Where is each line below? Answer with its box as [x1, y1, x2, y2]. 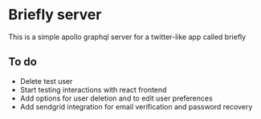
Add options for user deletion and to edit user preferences [19, 93, 213, 103]
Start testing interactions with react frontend [19, 85, 167, 94]
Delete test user [19, 76, 73, 85]
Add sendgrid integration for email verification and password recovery [19, 101, 253, 111]
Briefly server [8, 6, 102, 24]
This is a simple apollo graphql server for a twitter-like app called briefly [8, 32, 247, 42]
